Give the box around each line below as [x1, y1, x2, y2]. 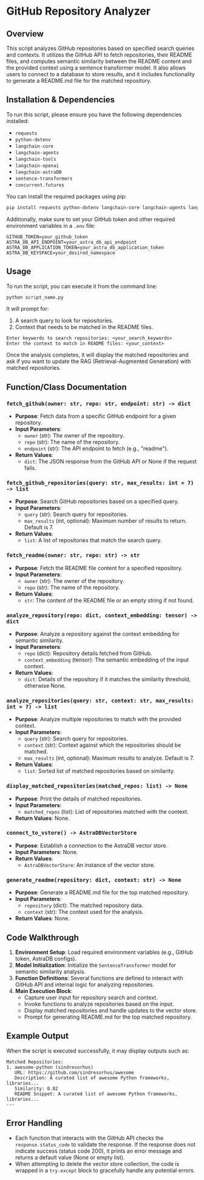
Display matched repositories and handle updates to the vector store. [24, 1006, 197, 1014]
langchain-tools [15, 156, 56, 162]
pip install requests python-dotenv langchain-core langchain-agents [6, 204, 186, 211]
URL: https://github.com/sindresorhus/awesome [14, 1069, 135, 1076]
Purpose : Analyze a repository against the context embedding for [15, 630, 180, 637]
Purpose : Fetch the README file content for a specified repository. [15, 564, 183, 571]
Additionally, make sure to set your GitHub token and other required [6, 215, 175, 223]
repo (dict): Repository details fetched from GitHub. [24, 649, 152, 657]
